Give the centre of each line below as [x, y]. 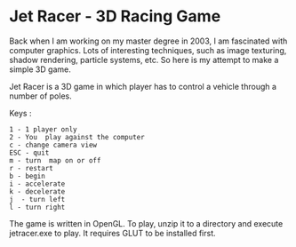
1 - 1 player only [43, 129]
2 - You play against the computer [77, 137]
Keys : [20, 113]
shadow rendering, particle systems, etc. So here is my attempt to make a [144, 60]
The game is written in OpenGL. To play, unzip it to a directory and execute [146, 223]
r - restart [31, 168]
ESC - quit [29, 153]
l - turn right [37, 207]
